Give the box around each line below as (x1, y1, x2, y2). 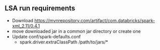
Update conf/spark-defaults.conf (12, 33, 81, 39)
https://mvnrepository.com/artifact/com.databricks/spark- (34, 17, 155, 23)
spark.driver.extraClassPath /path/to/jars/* (19, 39, 109, 45)
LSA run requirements (5, 4, 75, 13)
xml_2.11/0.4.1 (12, 23, 40, 29)
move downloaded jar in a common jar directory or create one (12, 28, 141, 34)
